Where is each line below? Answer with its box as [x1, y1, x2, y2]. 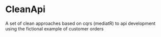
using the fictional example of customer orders [5, 25, 104, 31]
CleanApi [5, 4, 46, 15]
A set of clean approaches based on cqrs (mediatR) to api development [5, 20, 156, 26]
